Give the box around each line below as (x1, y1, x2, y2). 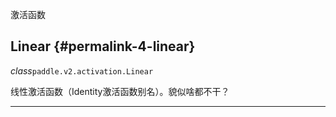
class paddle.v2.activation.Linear (10, 64, 154, 77)
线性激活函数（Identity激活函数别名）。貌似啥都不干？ (10, 85, 230, 97)
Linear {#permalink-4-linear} (10, 38, 196, 55)
